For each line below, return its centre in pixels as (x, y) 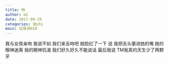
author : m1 (17, 15)
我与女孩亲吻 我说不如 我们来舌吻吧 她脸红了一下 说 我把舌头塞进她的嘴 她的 (84, 44)
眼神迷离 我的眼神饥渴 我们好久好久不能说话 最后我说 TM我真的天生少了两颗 (84, 50)
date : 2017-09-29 (24, 19)
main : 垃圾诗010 (21, 29)
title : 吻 (15, 10)
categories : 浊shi (24, 24)
